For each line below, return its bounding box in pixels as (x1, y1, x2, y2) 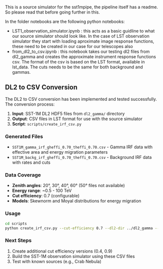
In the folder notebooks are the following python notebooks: (5, 19, 125, 24)
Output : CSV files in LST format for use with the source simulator (12, 116, 143, 122)
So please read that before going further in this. (5, 9, 100, 15)
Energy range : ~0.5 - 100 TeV (12, 188, 72, 193)
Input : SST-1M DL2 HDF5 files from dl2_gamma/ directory (12, 111, 125, 116)
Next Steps (5, 237, 32, 244)
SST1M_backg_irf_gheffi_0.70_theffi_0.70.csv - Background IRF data (12, 155, 152, 160)
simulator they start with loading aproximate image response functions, (12, 38, 154, 44)
